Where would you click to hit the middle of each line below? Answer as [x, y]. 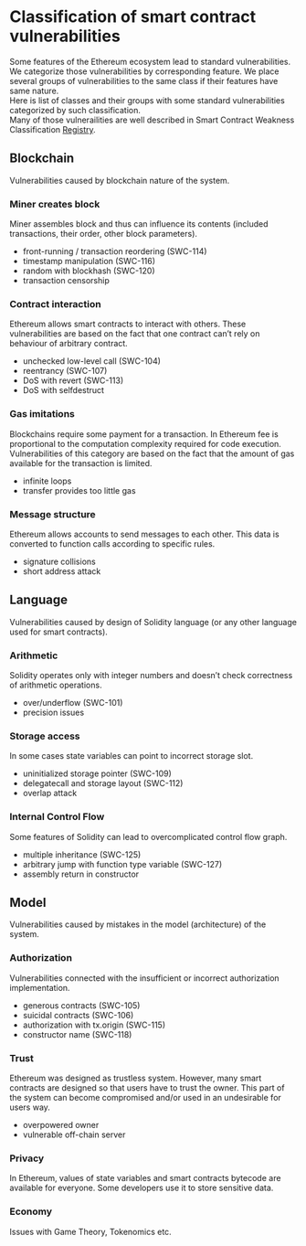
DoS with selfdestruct [63, 390]
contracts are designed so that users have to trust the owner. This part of [147, 1088]
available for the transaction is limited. [81, 463]
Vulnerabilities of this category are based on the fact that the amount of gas [152, 453]
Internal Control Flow [57, 817]
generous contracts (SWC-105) [81, 1005]
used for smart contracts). [58, 632]
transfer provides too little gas [79, 490]
